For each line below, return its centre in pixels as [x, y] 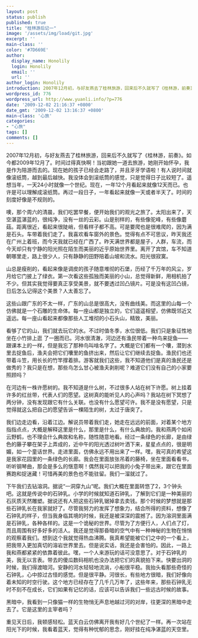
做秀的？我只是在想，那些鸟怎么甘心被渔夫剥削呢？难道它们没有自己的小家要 [99, 367]
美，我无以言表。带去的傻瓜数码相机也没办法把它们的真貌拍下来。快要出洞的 [99, 560]
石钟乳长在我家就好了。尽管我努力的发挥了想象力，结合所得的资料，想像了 [101, 508]
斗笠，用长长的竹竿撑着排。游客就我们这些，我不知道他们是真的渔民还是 [104, 360]
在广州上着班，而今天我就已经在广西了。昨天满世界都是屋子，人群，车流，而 [99, 241]
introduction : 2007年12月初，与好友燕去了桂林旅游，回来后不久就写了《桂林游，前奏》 [99, 88]
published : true [26, 22]
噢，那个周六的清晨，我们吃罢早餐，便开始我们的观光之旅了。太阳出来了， [96, 212]
